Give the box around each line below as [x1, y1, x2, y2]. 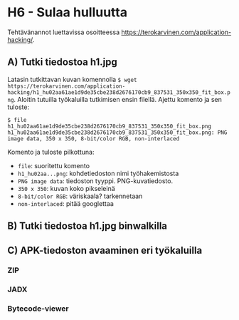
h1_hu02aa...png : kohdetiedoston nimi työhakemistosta [17, 169, 179, 177]
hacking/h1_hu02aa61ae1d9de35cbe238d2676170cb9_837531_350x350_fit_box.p [7, 88, 231, 96]
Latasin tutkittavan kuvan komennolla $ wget [7, 75, 137, 83]
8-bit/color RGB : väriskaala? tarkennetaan [17, 192, 143, 200]
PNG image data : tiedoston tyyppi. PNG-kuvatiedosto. [17, 176, 173, 185]
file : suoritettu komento [17, 161, 90, 170]
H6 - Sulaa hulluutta [7, 4, 128, 21]
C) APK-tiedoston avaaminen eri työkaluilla [7, 244, 203, 257]
